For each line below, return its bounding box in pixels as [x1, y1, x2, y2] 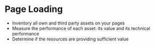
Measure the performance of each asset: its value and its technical [12, 25, 150, 31]
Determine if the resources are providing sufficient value [12, 36, 129, 42]
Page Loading [5, 3, 63, 15]
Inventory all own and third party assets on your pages [12, 20, 125, 26]
